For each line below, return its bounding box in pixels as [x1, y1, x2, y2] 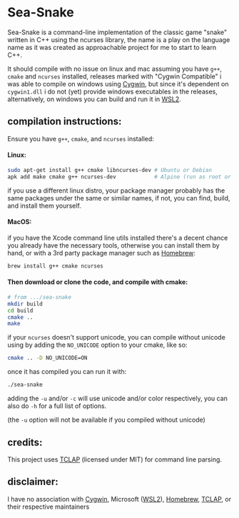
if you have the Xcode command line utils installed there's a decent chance [7, 233, 228, 242]
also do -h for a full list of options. [7, 402, 107, 410]
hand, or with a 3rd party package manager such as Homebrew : [7, 248, 196, 257]
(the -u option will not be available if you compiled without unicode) [7, 415, 205, 425]
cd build [7, 307, 34, 314]
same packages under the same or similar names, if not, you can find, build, [7, 193, 230, 202]
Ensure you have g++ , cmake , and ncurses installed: [7, 134, 155, 143]
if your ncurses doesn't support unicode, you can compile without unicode [7, 333, 226, 342]
